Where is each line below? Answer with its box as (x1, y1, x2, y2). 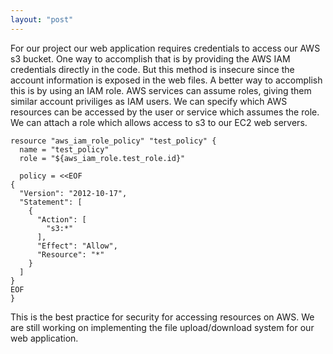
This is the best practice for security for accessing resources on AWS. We (10, 311, 315, 323)
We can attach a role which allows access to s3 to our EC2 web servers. (10, 116, 308, 128)
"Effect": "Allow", (36, 241, 118, 251)
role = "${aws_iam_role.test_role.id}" (19, 153, 186, 163)
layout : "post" (10, 14, 74, 25)
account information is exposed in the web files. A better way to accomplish (10, 74, 323, 86)
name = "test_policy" (19, 144, 110, 155)
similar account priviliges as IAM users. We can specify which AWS (10, 95, 288, 107)
